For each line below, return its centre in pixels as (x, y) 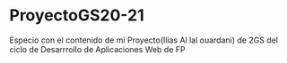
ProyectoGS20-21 (77, 16)
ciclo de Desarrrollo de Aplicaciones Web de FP (97, 49)
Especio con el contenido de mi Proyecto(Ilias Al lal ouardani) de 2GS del (143, 40)
